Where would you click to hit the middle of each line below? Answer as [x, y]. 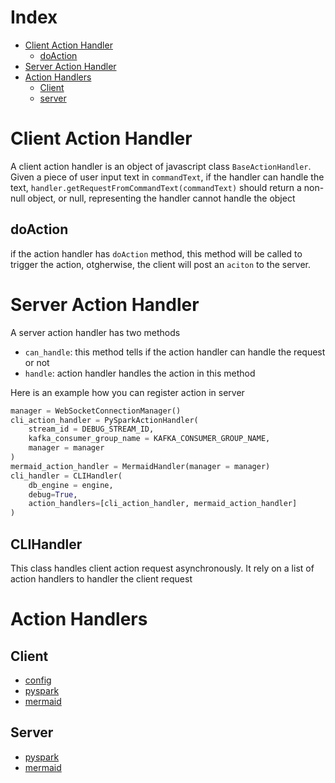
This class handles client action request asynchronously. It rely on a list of [162, 568]
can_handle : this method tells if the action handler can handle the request [175, 352]
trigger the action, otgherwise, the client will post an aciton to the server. [161, 264]
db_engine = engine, [71, 485]
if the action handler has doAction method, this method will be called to [156, 253]
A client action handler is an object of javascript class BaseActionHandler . [161, 166]
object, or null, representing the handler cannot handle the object [161, 198]
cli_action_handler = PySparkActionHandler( [104, 420]
